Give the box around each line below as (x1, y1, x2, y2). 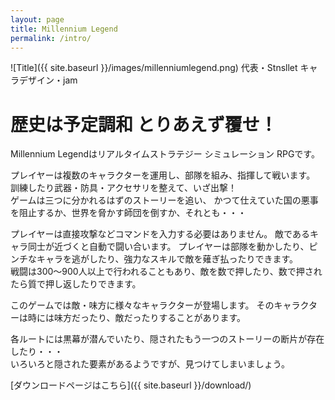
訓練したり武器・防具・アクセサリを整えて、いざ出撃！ (10, 182, 237, 194)
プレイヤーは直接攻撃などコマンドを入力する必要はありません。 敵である (10, 228, 310, 240)
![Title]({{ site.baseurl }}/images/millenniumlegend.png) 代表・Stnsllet (10, 62, 298, 74)
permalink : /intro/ (10, 33, 92, 43)
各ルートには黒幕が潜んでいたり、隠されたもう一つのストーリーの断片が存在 (10, 333, 325, 345)
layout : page (10, 14, 65, 25)
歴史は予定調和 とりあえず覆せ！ (10, 113, 278, 136)
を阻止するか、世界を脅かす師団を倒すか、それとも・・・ (10, 207, 247, 219)
